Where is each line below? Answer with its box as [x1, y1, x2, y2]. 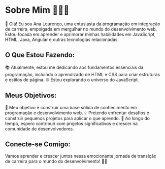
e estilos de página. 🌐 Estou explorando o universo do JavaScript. [5, 77, 139, 83]
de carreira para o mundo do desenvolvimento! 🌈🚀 [5, 158, 107, 165]
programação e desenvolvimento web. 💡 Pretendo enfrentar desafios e [5, 110, 149, 116]
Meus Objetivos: [5, 91, 57, 100]
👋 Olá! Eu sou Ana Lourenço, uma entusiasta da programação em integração [5, 21, 161, 27]
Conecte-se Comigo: [5, 140, 70, 148]
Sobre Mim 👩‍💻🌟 [5, 4, 70, 16]
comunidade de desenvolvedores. [5, 126, 74, 131]
